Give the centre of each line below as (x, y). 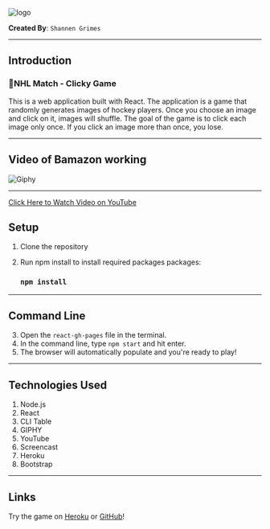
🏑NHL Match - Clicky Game (62, 84)
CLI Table (36, 421)
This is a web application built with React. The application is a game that (128, 101)
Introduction (40, 61)
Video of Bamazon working (78, 160)
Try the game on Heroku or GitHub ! (67, 517)
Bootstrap (36, 464)
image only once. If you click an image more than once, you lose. (116, 127)
